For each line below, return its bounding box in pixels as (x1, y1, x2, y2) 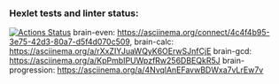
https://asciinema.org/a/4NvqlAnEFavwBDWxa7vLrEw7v (57, 65, 264, 75)
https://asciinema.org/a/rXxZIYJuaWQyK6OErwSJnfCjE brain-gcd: (9, 46, 252, 57)
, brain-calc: (129, 36, 174, 47)
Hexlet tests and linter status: (9, 7, 139, 19)
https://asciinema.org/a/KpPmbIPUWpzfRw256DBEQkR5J (9, 56, 221, 66)
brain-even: (73, 27, 116, 38)
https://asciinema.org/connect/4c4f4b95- (117, 27, 270, 38)
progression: (9, 65, 56, 75)
